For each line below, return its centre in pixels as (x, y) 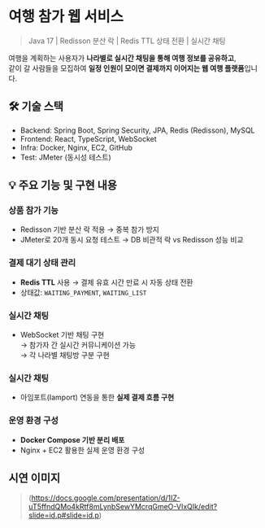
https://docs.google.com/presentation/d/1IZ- (106, 498)
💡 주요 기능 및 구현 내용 (63, 185)
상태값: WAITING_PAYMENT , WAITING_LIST (83, 292)
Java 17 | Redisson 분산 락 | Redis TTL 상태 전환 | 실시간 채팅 (127, 41)
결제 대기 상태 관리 (42, 263)
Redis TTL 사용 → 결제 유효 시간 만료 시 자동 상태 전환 (106, 282)
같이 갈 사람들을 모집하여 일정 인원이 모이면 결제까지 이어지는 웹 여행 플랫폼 (127, 68)
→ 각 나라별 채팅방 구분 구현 (65, 356)
